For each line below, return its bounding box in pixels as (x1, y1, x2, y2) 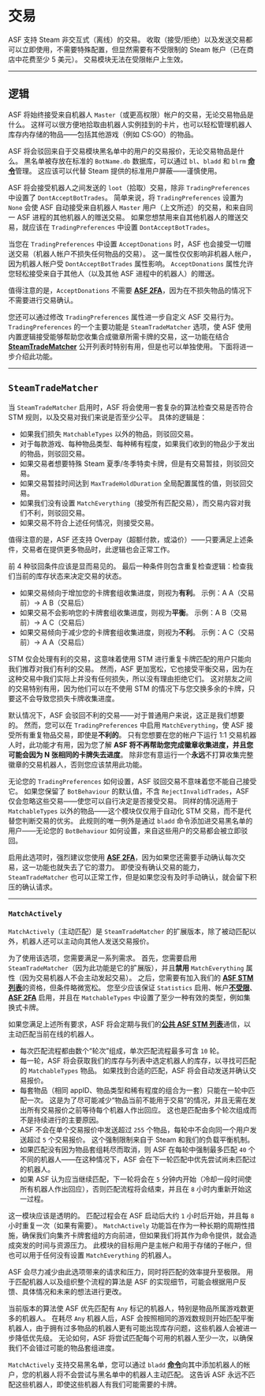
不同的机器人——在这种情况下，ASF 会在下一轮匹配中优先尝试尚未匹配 (19, 1154, 250, 1164)
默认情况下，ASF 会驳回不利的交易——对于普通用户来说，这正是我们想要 (8, 710, 244, 719)
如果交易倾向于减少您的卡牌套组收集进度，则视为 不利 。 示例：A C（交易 (19, 627, 255, 636)
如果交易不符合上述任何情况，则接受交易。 (19, 518, 159, 527)
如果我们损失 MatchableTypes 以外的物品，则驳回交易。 (19, 429, 198, 438)
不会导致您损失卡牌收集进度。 (21, 693, 119, 703)
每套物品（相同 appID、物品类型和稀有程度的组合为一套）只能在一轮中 (19, 1085, 248, 1094)
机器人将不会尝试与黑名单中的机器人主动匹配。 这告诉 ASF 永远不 (35, 1369, 248, 1379)
